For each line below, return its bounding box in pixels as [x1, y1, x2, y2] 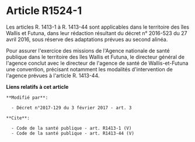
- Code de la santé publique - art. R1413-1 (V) [11, 125, 132, 131]
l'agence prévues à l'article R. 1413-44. [6, 72, 100, 79]
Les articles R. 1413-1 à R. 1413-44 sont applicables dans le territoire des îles [6, 23, 190, 30]
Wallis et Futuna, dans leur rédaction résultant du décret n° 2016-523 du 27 [6, 29, 187, 36]
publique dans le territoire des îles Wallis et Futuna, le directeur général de [6, 53, 185, 60]
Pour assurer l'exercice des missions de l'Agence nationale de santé [6, 47, 170, 54]
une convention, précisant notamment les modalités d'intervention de [6, 65, 173, 72]
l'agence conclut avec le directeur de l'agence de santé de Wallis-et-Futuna [6, 60, 189, 67]
